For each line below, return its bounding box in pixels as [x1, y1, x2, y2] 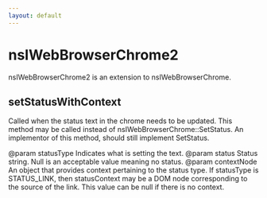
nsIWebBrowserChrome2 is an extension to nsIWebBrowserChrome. [8, 72, 232, 82]
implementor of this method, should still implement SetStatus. [8, 133, 210, 143]
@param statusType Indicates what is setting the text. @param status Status [8, 149, 258, 158]
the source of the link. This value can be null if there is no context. [8, 182, 225, 192]
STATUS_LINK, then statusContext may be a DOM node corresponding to [8, 174, 248, 184]
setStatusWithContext [8, 95, 122, 108]
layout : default [8, 11, 62, 20]
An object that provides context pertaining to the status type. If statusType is [8, 165, 259, 175]
